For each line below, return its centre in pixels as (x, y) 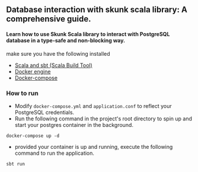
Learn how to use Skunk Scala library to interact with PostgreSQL (88, 34)
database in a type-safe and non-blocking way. (66, 40)
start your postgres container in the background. (74, 125)
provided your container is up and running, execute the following (94, 146)
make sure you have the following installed (58, 53)
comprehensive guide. (49, 19)
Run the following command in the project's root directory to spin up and (103, 119)
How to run (22, 93)
